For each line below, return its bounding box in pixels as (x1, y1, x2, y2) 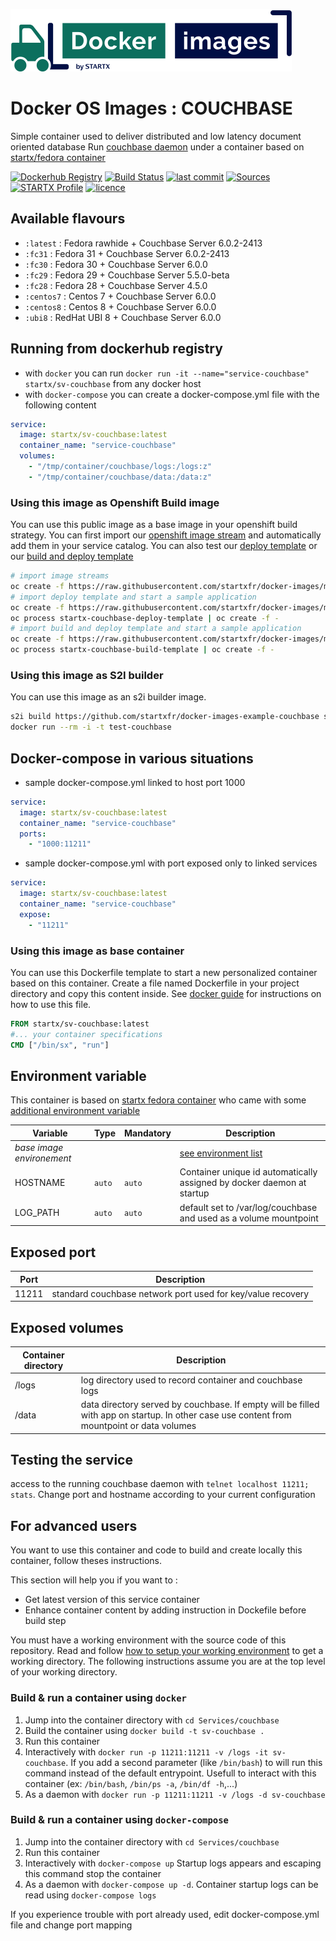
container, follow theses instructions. (10, 1555, 162, 1567)
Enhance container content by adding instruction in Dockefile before (24, 1604, 307, 1616)
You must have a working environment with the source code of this (10, 1634, 287, 1646)
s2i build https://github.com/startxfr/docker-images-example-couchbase (10, 712, 320, 722)
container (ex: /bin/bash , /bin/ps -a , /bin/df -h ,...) (24, 1777, 238, 1789)
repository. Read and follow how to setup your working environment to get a (10, 1645, 324, 1657)
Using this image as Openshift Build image (10, 495, 220, 509)
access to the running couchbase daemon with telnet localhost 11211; (10, 1478, 310, 1490)
